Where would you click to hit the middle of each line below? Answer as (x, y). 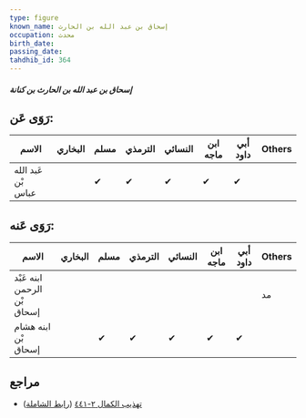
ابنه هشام (33, 327)
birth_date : (32, 43)
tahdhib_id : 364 (40, 60)
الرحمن (28, 290)
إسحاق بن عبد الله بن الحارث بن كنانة (71, 89)
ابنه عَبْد (28, 278)
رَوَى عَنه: (32, 225)
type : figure (34, 18)
